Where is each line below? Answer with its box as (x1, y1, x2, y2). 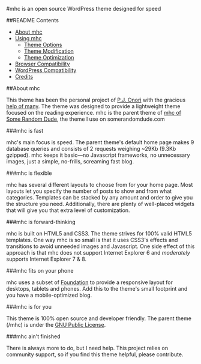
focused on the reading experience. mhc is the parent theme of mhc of (6, 109, 182, 116)
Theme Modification (23, 47, 74, 55)
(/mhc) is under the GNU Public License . (6, 321, 106, 328)
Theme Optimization (23, 54, 74, 61)
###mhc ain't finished (6, 333, 61, 340)
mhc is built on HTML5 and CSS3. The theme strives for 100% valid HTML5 (6, 230, 192, 237)
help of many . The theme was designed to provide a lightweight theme (6, 103, 181, 110)
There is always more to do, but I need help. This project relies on (6, 345, 169, 351)
